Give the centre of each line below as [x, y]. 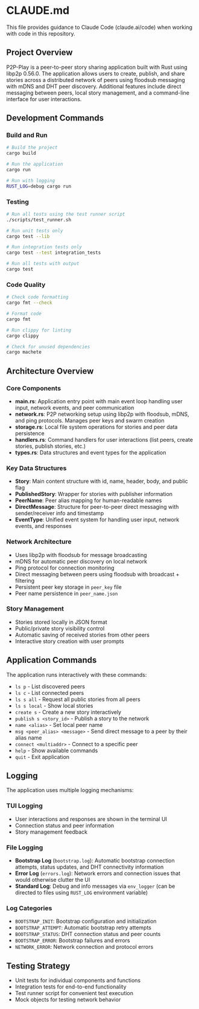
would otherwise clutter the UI [52, 880]
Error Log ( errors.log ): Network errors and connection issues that [98, 873]
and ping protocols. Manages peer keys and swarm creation [90, 420]
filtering [25, 580]
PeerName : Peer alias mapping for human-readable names [88, 500]
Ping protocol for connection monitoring [65, 568]
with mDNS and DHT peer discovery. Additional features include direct [94, 86]
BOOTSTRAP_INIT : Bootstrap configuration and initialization [86, 921]
